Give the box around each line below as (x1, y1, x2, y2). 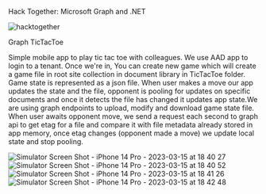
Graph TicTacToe (8, 37, 64, 47)
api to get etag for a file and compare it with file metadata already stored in (8, 120, 253, 129)
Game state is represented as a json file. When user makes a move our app (8, 78, 254, 87)
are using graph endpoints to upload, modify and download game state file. (8, 103, 255, 112)
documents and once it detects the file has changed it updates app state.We (8, 95, 258, 104)
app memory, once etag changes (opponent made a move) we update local (8, 128, 255, 138)
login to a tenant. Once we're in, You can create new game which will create (8, 61, 256, 70)
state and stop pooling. (8, 137, 83, 146)
